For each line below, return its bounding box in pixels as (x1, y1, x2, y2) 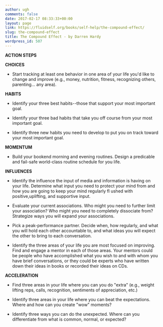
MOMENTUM (5, 144, 33, 150)
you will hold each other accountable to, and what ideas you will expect (12, 228, 156, 233)
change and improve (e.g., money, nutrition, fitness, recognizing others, (12, 76, 156, 82)
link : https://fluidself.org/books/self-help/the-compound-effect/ (5, 25, 145, 30)
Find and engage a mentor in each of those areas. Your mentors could (12, 247, 153, 253)
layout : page (5, 20, 32, 26)
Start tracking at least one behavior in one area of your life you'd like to (12, 71, 155, 77)
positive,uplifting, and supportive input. (12, 193, 91, 199)
